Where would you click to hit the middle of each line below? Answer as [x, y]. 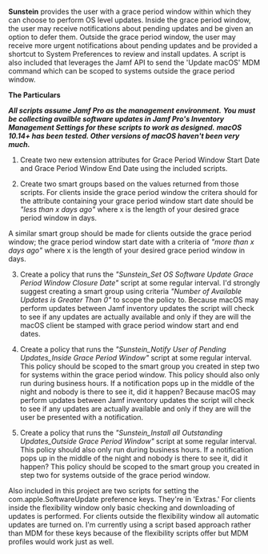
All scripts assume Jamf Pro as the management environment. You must [132, 110]
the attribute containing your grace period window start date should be [136, 201]
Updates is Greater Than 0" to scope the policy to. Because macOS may [139, 300]
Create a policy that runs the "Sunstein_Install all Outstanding [121, 432]
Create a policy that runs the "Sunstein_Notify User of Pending [123, 349]
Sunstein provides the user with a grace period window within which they [130, 12]
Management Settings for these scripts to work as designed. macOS [125, 128]
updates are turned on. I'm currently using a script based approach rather [130, 524]
